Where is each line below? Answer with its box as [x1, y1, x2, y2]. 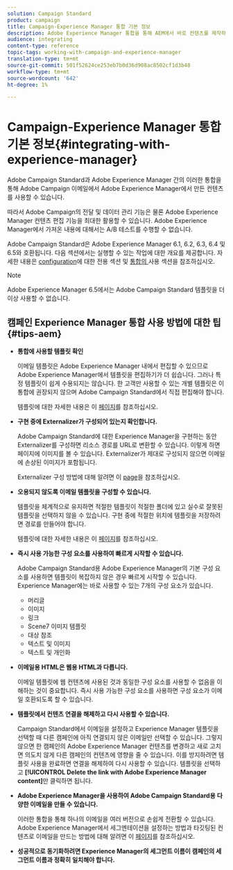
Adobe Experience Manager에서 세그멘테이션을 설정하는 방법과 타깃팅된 [17, 823, 216, 832]
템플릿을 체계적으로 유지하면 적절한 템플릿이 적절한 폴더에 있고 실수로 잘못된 [17, 503, 223, 510]
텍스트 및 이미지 [27, 639, 71, 648]
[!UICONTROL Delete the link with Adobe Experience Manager [24, 768, 207, 776]
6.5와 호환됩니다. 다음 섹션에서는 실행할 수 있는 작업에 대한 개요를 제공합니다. [7, 249, 216, 257]
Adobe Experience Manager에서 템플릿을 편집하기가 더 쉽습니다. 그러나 [17, 371, 214, 378]
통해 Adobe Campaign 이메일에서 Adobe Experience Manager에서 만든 [7, 185, 205, 193]
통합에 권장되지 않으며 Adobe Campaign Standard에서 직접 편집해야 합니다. [17, 388, 225, 396]
